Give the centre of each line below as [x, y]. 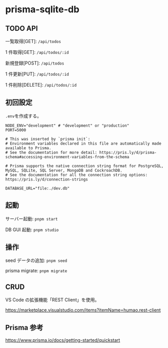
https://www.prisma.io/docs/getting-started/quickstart [63, 340]
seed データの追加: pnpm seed [36, 260]
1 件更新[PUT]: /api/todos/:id [37, 74]
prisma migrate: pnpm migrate [36, 271]
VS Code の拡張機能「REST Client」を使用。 [52, 300]
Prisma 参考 [24, 327]
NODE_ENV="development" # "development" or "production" [67, 126]
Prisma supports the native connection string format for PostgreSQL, [87, 166]
